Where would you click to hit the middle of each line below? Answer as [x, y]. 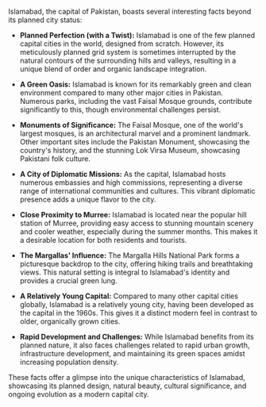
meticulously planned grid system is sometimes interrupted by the [128, 52]
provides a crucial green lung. [68, 280]
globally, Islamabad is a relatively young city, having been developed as [137, 304]
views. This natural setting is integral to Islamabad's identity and [125, 272]
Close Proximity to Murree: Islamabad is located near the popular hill [133, 215]
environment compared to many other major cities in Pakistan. [121, 93]
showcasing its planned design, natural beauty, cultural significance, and [127, 386]
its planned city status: [45, 20]
